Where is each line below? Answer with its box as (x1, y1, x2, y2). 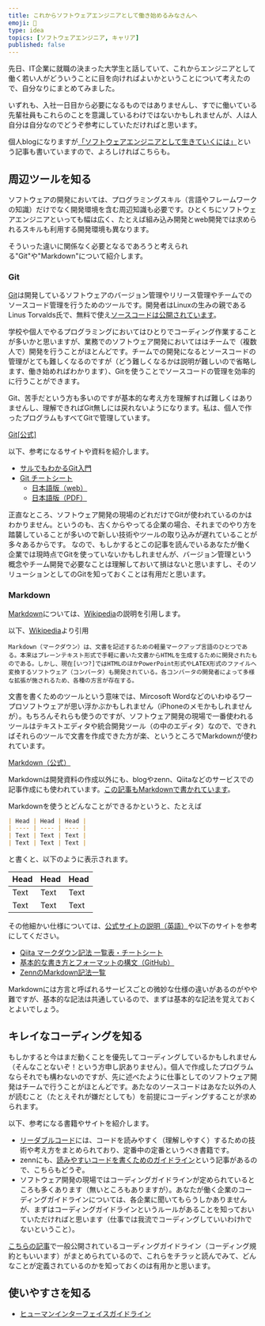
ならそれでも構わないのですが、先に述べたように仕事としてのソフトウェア (8, 1072, 251, 1081)
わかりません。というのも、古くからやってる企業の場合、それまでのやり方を (8, 520, 257, 530)
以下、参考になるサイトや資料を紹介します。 (8, 446, 153, 456)
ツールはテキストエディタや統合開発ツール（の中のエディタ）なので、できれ (8, 721, 257, 731)
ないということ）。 (19, 1224, 79, 1233)
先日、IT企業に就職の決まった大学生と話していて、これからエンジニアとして (8, 64, 256, 74)
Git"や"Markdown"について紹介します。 (18, 251, 148, 260)
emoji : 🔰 (8, 19, 37, 27)
